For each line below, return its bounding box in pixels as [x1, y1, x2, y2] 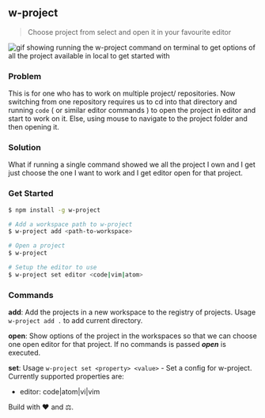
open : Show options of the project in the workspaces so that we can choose [8, 331, 257, 341]
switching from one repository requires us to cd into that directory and [8, 97, 237, 107]
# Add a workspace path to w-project [8, 220, 133, 228]
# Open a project [8, 242, 66, 250]
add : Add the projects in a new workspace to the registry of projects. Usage [8, 307, 256, 317]
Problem [8, 70, 42, 81]
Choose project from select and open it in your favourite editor [27, 27, 232, 36]
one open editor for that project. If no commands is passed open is [8, 340, 227, 349]
